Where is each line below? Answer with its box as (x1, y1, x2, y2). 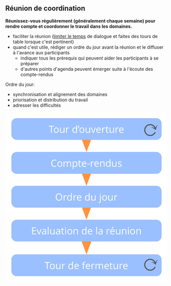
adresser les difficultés (12, 102, 61, 108)
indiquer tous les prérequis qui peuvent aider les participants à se (20, 55, 159, 61)
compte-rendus (20, 71, 54, 78)
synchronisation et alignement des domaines (12, 91, 108, 97)
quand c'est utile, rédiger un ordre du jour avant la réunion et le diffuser (12, 44, 164, 50)
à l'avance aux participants (12, 49, 70, 55)
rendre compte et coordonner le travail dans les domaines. (5, 23, 133, 29)
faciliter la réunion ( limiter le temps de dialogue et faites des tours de (12, 33, 158, 39)
